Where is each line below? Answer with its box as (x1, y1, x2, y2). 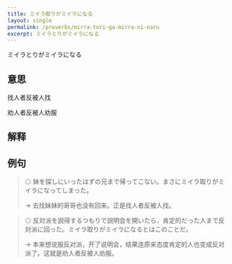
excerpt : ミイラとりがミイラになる (7, 30, 100, 38)
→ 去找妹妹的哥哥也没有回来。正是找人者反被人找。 (24, 201, 175, 210)
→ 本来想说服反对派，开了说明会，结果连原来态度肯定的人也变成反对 (24, 240, 225, 248)
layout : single (7, 17, 52, 24)
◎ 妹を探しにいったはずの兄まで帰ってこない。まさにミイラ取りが (24, 178, 219, 186)
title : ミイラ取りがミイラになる (7, 10, 93, 18)
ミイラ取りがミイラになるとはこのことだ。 (68, 225, 192, 234)
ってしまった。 (49, 186, 93, 195)
